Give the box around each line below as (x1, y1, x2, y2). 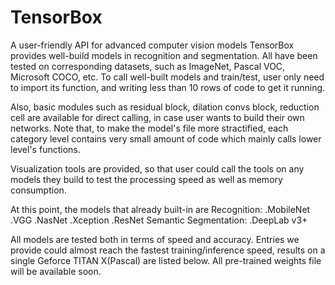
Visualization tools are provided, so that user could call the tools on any (10, 162, 305, 175)
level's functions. (10, 143, 81, 155)
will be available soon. (10, 265, 102, 277)
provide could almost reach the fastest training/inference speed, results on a (10, 244, 326, 256)
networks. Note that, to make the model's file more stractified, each (10, 122, 289, 134)
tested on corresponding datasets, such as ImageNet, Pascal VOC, (10, 60, 286, 72)
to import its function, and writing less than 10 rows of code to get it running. (10, 81, 326, 93)
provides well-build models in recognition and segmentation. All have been (10, 49, 318, 61)
